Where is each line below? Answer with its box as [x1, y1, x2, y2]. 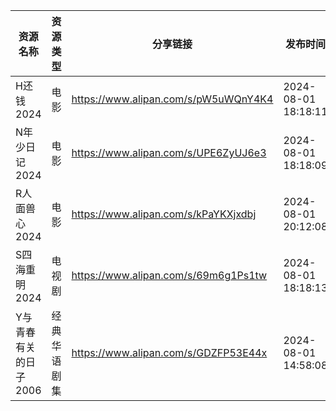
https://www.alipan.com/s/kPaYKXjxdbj [71, 207, 257, 221]
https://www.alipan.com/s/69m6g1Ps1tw [71, 269, 268, 282]
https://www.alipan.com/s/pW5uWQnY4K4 [71, 92, 274, 106]
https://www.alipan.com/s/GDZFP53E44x [71, 346, 268, 359]
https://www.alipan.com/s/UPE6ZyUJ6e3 [71, 146, 267, 159]
